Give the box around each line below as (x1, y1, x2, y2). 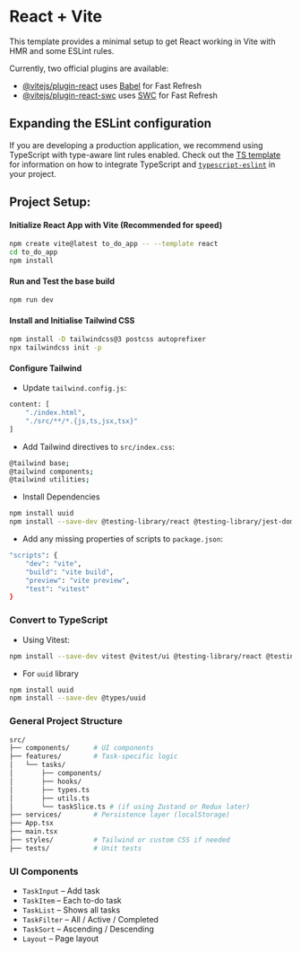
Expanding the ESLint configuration (9, 116, 212, 131)
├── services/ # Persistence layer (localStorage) (9, 810, 230, 819)
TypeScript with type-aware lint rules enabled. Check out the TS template (9, 149, 281, 160)
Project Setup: (9, 195, 91, 210)
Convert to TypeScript (9, 613, 108, 626)
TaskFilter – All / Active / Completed (21, 914, 159, 925)
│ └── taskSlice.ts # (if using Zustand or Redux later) (9, 802, 251, 811)
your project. (9, 168, 56, 179)
